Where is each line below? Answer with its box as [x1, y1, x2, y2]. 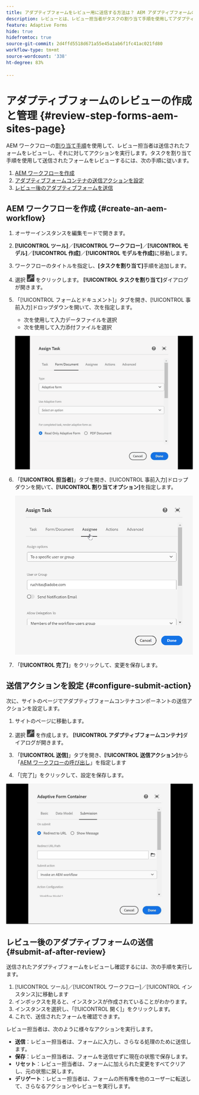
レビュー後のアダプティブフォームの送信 [6, 937, 154, 947]
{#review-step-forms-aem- [39, 109, 179, 122]
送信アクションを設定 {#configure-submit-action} [6, 680, 192, 690]
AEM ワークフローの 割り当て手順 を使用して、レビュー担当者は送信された [6, 142, 185, 149]
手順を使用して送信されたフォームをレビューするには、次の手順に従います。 [6, 157, 192, 164]
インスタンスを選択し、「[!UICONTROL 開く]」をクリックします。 [14, 1005, 174, 1013]
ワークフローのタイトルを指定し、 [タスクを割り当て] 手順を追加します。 [14, 262, 190, 269]
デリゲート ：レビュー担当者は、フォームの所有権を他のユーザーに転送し [14, 1075, 191, 1082]
